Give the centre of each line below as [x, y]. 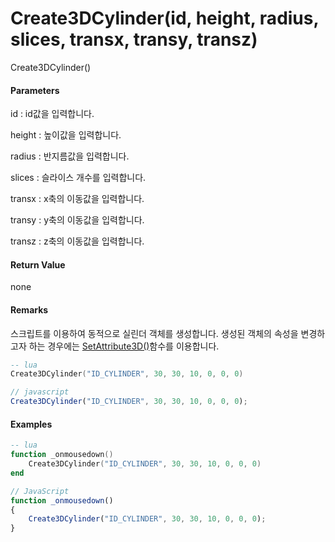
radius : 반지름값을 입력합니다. [70, 156]
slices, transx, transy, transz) [134, 39]
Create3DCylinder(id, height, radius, [164, 18]
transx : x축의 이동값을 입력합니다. [77, 199]
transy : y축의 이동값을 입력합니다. [77, 220]
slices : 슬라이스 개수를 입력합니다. [78, 178]
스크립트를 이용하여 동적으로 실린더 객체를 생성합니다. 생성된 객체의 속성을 [154, 333]
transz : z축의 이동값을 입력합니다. [77, 241]
